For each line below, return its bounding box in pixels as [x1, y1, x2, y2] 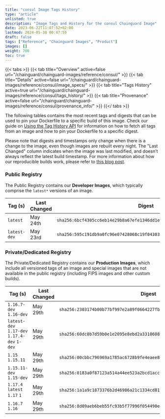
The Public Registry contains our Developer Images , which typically [5, 182, 143, 188]
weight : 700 [5, 48, 29, 53]
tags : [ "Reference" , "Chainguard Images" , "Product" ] [5, 39, 118, 44]
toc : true [5, 53, 26, 58]
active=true [5, 87, 28, 94]
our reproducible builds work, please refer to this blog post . [5, 159, 125, 165]
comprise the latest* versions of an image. [5, 188, 93, 193]
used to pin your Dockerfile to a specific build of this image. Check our [5, 118, 148, 124]
